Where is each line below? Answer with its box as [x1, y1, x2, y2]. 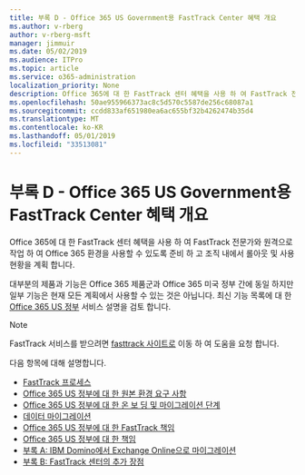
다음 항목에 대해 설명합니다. [9, 357, 107, 368]
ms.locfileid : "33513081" [9, 140, 107, 149]
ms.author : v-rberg [9, 22, 84, 31]
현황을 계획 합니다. [9, 259, 75, 270]
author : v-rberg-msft [9, 30, 92, 39]
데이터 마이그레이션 [22, 411, 92, 421]
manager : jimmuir [9, 38, 75, 48]
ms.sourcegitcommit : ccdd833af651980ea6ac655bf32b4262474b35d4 [9, 106, 254, 115]
